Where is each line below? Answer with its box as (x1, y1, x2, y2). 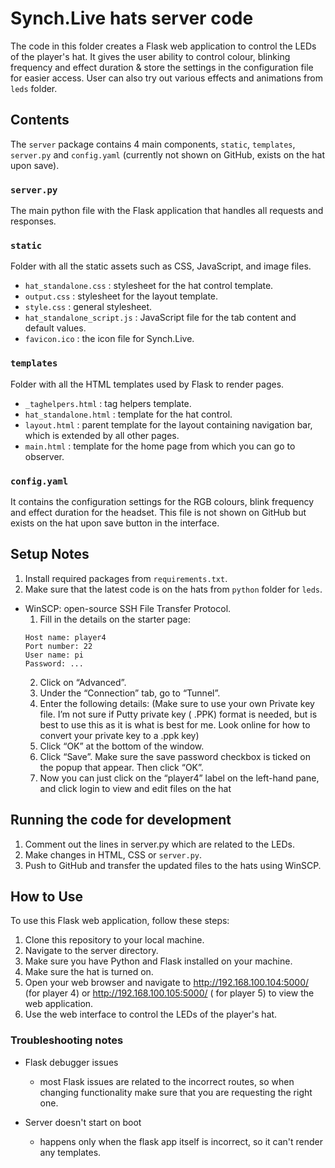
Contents (10, 112, 70, 129)
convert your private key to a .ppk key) (39, 729, 200, 741)
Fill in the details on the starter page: (39, 613, 191, 625)
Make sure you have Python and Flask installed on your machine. (24, 955, 293, 967)
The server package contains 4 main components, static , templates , (10, 138, 296, 150)
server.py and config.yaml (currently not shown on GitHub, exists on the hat (10, 148, 325, 161)
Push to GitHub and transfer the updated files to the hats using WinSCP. (24, 859, 322, 871)
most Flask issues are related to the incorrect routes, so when (39, 1075, 295, 1087)
